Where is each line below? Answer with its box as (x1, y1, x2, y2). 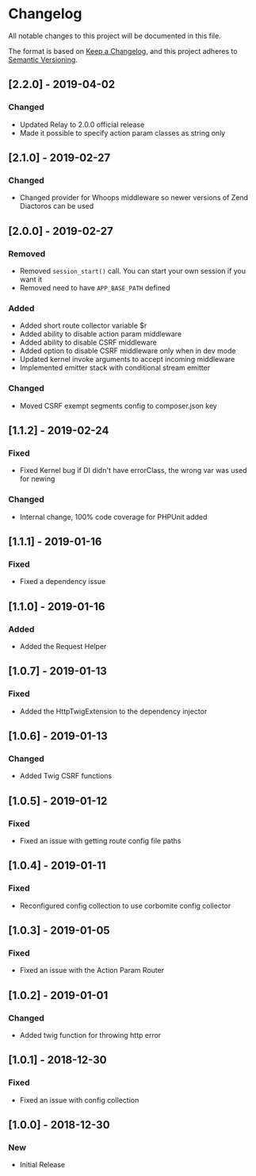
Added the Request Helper (19, 641, 107, 651)
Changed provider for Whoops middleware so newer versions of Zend (19, 193, 248, 202)
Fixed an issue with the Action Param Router (19, 966, 165, 975)
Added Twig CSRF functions (19, 771, 113, 781)
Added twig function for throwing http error (19, 1031, 162, 1040)
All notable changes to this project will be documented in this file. (8, 31, 222, 40)
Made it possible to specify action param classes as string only (19, 128, 226, 137)
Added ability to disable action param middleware (19, 329, 182, 339)
